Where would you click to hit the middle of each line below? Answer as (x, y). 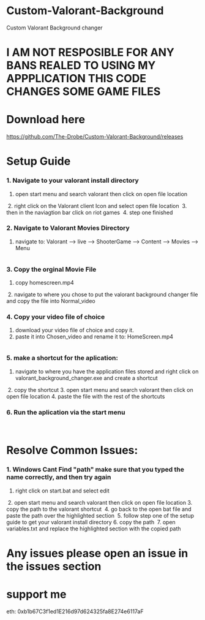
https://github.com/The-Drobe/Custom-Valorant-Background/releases (95, 137)
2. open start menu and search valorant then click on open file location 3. (100, 502)
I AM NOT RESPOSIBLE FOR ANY (90, 52)
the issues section (54, 566)
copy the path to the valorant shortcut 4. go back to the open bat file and (99, 509)
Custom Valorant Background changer (54, 28)
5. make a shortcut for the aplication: (62, 358)
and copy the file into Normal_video (51, 301)
